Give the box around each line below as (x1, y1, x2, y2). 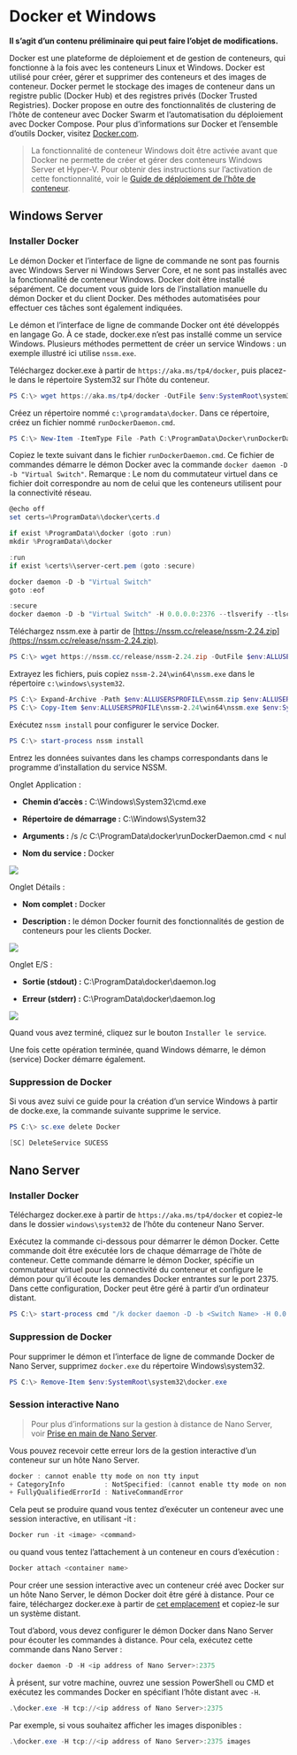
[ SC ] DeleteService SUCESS (9, 1138, 109, 1147)
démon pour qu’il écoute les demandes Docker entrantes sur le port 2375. (9, 1274, 278, 1285)
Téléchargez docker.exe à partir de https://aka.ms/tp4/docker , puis (9, 365, 257, 376)
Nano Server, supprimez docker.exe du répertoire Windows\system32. (9, 1360, 265, 1371)
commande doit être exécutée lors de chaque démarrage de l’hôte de (9, 1246, 263, 1256)
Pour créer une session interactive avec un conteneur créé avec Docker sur (9, 1580, 285, 1591)
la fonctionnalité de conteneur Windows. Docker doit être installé (9, 274, 246, 284)
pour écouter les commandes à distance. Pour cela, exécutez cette (9, 1635, 254, 1645)
